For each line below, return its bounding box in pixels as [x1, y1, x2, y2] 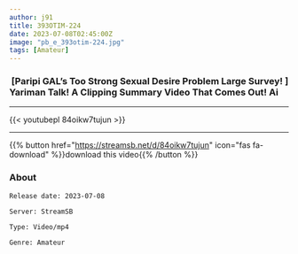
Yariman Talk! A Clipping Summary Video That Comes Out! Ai [9, 86, 279, 98]
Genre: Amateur [9, 238, 66, 247]
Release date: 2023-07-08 [9, 191, 105, 200]
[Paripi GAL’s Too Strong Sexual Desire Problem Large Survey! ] [11, 75, 289, 88]
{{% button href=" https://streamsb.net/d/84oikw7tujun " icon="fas [9, 140, 251, 150]
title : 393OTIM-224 [9, 21, 82, 30]
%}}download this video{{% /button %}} [51, 150, 199, 160]
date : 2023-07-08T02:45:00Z [9, 29, 114, 38]
